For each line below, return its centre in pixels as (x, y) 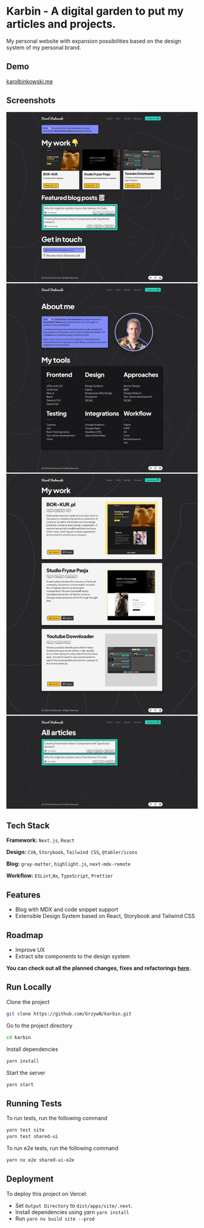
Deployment (30, 1179)
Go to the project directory (39, 1025)
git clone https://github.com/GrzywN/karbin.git (69, 1014)
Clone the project (28, 1002)
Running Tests (34, 1103)
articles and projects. (61, 24)
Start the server (26, 1073)
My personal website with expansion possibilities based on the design (94, 41)
